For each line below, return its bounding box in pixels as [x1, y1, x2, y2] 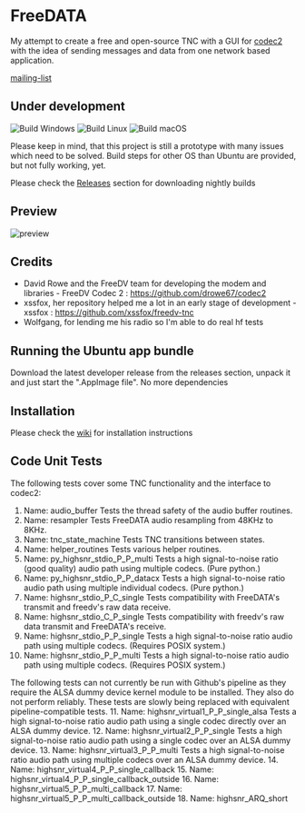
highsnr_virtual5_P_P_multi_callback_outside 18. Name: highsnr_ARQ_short [10, 792, 289, 804]
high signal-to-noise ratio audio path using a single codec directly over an [10, 715, 287, 727]
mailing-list [10, 72, 53, 83]
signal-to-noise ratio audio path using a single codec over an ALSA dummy [10, 735, 291, 746]
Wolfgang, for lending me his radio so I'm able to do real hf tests [23, 317, 264, 328]
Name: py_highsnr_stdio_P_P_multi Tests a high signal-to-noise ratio [23, 553, 280, 564]
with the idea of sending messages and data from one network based [10, 45, 271, 55]
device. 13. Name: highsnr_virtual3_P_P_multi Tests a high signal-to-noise [10, 744, 285, 755]
